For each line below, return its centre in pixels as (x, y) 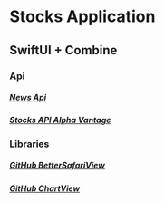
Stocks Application (82, 17)
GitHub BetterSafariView (58, 166)
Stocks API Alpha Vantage (60, 120)
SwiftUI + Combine (63, 50)
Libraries (29, 144)
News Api (28, 98)
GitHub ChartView (44, 188)
